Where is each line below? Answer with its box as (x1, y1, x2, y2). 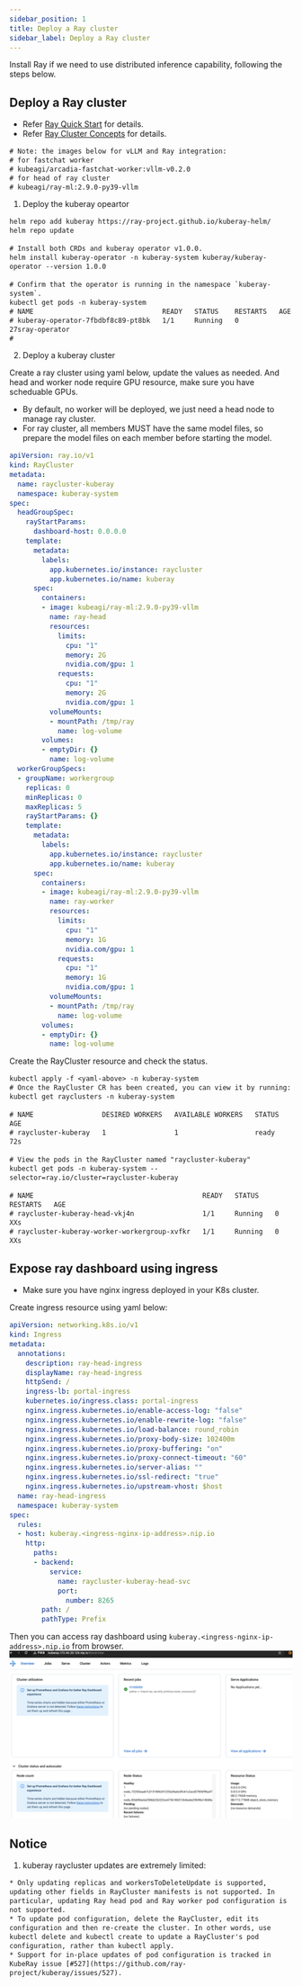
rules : (17, 1520, 42, 1529)
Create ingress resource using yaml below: (9, 1302, 168, 1313)
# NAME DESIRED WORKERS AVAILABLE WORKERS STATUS (9, 1110, 280, 1119)
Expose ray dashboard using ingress (9, 1261, 218, 1276)
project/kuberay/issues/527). (9, 1969, 123, 1978)
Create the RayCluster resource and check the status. (9, 1056, 209, 1066)
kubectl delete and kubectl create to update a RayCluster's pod (9, 1933, 259, 1942)
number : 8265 (66, 1595, 115, 1605)
